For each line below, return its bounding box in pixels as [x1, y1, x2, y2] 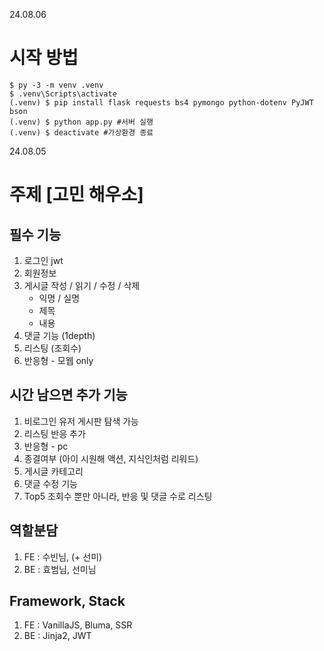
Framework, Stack [9, 592, 126, 609]
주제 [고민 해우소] [9, 184, 144, 206]
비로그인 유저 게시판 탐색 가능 [23, 415, 139, 427]
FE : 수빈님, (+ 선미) [23, 550, 103, 563]
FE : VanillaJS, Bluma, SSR [23, 619, 133, 631]
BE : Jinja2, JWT [23, 630, 92, 642]
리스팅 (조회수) [23, 342, 82, 354]
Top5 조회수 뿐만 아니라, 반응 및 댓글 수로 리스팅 [23, 490, 213, 502]
